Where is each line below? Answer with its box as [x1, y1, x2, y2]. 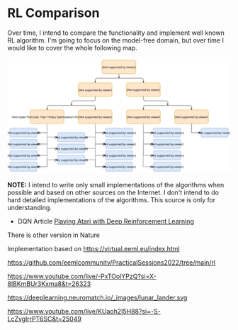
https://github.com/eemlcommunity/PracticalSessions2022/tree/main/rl [7, 258, 216, 267]
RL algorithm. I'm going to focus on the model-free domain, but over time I [7, 35, 225, 44]
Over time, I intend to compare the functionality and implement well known [7, 28, 225, 37]
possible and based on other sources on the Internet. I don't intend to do [7, 188, 220, 197]
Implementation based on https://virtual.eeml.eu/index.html [7, 244, 180, 253]
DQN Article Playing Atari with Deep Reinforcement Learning [17, 216, 195, 225]
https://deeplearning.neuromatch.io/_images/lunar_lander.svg [7, 293, 188, 302]
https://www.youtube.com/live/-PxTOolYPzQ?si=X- [7, 272, 157, 280]
